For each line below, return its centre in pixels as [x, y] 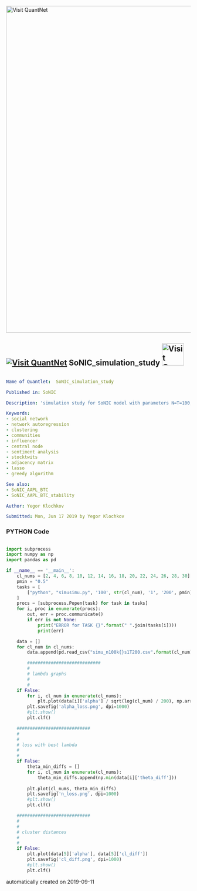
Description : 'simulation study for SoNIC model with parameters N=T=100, [99, 403]
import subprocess [28, 549]
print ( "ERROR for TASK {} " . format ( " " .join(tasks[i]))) [107, 625]
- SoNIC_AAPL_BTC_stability [40, 495]
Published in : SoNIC [31, 392]
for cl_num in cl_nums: [46, 647]
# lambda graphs [47, 674]
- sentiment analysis [33, 452]
